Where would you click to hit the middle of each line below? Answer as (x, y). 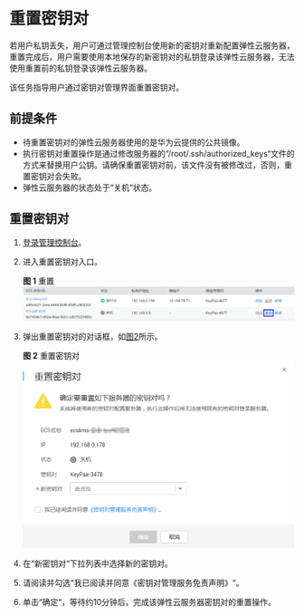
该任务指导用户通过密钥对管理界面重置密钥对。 (96, 87)
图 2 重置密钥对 (51, 355)
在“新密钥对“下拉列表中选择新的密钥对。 (98, 563)
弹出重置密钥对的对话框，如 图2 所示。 (92, 336)
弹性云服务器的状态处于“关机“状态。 (90, 188)
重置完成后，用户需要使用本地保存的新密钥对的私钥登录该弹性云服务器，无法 (152, 56)
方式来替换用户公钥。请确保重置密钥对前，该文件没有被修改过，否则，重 (157, 165)
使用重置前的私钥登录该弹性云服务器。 (81, 68)
